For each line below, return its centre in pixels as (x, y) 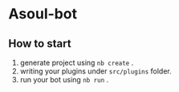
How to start (40, 44)
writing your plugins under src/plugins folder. (96, 71)
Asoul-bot (43, 14)
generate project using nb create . (77, 62)
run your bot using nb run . (64, 80)
